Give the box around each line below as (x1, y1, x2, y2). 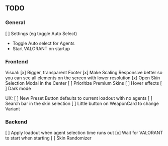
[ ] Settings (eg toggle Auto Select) (5, 30, 77, 37)
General (5, 19, 25, 26)
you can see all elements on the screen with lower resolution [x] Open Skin (5, 75, 160, 81)
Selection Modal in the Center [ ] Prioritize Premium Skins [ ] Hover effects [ (5, 80, 162, 86)
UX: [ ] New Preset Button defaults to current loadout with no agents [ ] (5, 95, 152, 101)
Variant (5, 105, 20, 112)
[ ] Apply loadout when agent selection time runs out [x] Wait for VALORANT (5, 130, 163, 136)
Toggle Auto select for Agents (12, 40, 75, 46)
